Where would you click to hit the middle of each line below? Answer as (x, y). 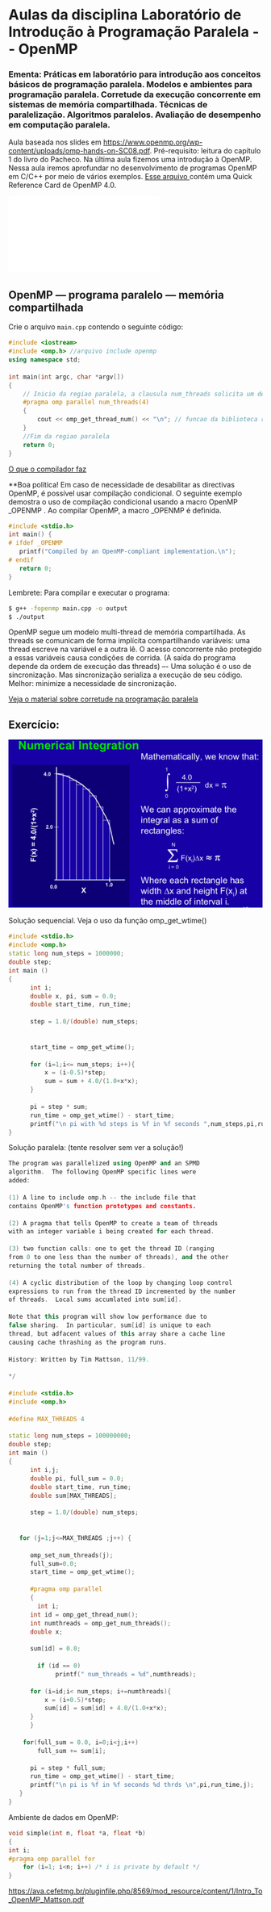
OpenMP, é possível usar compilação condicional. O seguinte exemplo (125, 493)
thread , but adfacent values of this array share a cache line (117, 1333)
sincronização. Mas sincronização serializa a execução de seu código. (126, 675)
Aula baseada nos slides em (55, 142)
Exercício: (34, 724)
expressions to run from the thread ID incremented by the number (122, 1291)
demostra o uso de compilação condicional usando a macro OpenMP (123, 501)
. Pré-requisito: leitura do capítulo (205, 151)
